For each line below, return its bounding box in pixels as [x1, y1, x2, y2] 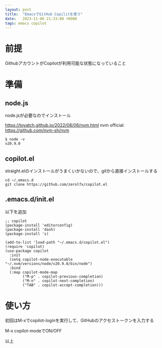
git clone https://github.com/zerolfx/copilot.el [5, 182, 108, 187]
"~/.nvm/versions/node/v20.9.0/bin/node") [5, 261, 92, 266]
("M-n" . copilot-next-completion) [22, 278, 95, 283]
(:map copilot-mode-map [9, 269, 57, 275]
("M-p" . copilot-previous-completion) [22, 274, 104, 279]
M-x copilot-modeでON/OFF [5, 328, 62, 333]
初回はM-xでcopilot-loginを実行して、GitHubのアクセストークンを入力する [5, 317, 154, 323]
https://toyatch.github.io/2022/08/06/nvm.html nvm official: [5, 123, 125, 128]
